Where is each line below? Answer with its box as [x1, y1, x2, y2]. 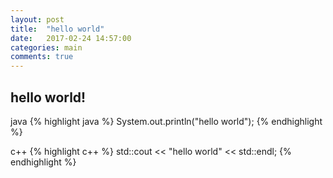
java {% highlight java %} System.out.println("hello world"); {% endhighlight [10, 115, 323, 127]
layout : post [10, 14, 65, 25]
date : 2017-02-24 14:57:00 [10, 33, 132, 43]
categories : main [10, 42, 83, 53]
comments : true [10, 52, 74, 62]
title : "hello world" [10, 24, 105, 34]
